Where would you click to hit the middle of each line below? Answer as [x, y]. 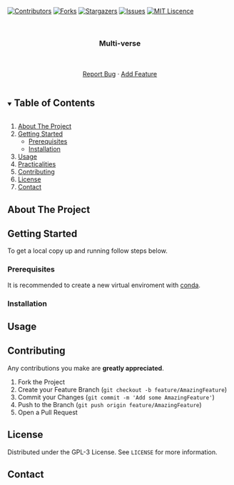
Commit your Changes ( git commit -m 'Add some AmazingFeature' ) [116, 397]
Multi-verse [120, 43]
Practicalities [37, 164]
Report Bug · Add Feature [120, 74]
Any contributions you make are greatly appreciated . [86, 368]
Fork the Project [41, 381]
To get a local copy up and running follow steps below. [87, 251]
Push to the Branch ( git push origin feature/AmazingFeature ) [110, 404]
